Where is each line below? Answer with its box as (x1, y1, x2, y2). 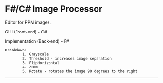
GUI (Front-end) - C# (5, 29, 47, 34)
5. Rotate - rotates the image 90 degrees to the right (22, 69, 138, 74)
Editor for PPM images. (5, 19, 51, 25)
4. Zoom (22, 65, 38, 69)
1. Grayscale (22, 52, 49, 57)
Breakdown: (5, 48, 27, 52)
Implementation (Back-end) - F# (5, 38, 69, 44)
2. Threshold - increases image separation (22, 56, 112, 61)
